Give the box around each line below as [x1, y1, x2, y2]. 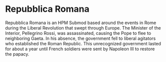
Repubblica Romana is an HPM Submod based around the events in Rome [5, 20, 157, 26]
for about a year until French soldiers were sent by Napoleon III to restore [5, 46, 155, 52]
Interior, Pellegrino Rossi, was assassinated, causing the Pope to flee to [5, 30, 152, 36]
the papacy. [5, 51, 30, 57]
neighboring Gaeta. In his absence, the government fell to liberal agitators [5, 35, 156, 41]
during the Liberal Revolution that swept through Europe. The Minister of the [5, 25, 161, 31]
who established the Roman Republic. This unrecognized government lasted [5, 40, 162, 46]
